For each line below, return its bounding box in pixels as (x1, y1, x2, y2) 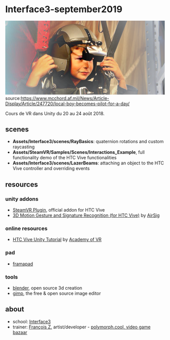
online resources (5, 225, 48, 232)
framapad (12, 260, 33, 267)
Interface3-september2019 (5, 4, 122, 15)
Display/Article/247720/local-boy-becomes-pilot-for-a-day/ (5, 100, 130, 107)
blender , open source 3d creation (12, 285, 82, 291)
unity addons (5, 195, 39, 202)
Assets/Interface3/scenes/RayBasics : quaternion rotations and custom (12, 139, 164, 145)
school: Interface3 (12, 318, 51, 324)
